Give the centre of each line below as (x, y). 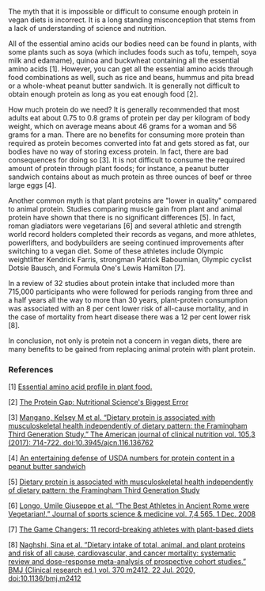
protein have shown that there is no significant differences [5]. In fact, (122, 217)
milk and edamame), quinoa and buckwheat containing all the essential (124, 60)
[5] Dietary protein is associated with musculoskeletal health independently (131, 482)
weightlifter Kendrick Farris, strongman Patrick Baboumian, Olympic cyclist (130, 259)
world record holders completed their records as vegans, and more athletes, (132, 234)
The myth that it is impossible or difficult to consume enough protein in (123, 11)
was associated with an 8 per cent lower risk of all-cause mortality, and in (129, 309)
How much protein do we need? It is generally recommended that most (124, 109)
